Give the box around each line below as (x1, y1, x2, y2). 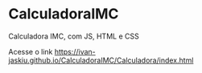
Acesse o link (8, 47, 53, 56)
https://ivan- (54, 47, 97, 56)
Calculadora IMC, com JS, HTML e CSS (8, 31, 139, 41)
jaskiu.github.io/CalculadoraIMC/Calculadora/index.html (8, 55, 194, 65)
